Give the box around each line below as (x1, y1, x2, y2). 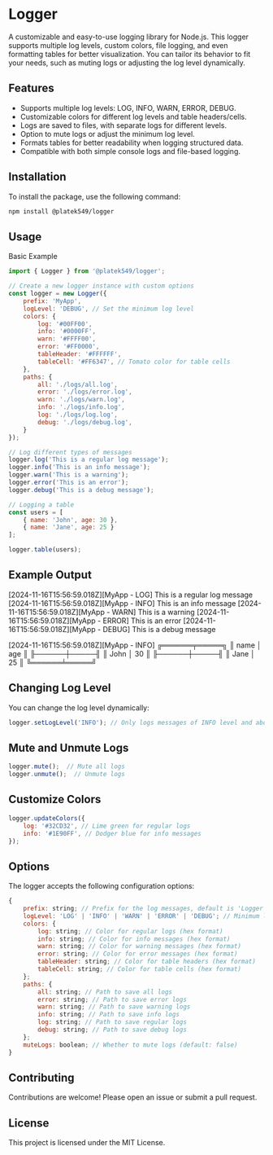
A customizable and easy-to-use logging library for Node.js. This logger (8, 32, 249, 42)
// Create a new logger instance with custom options (8, 282, 195, 290)
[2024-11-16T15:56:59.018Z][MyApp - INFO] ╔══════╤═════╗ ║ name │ (8, 640, 262, 650)
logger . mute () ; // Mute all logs (8, 762, 126, 771)
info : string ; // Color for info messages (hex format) (37, 934, 231, 943)
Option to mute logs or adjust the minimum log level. (19, 129, 195, 138)
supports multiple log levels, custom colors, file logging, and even (8, 40, 229, 50)
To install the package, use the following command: (8, 191, 181, 201)
